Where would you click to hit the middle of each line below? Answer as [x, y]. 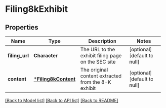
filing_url [18, 55]
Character [46, 55]
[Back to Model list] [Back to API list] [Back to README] [62, 100]
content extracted [101, 76]
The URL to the [98, 49]
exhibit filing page [101, 55]
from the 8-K [96, 82]
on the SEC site [98, 62]
